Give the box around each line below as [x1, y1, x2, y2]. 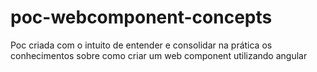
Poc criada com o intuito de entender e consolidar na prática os [10, 39, 273, 51]
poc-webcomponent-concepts [10, 6, 273, 29]
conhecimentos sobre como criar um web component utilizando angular [10, 49, 308, 61]
